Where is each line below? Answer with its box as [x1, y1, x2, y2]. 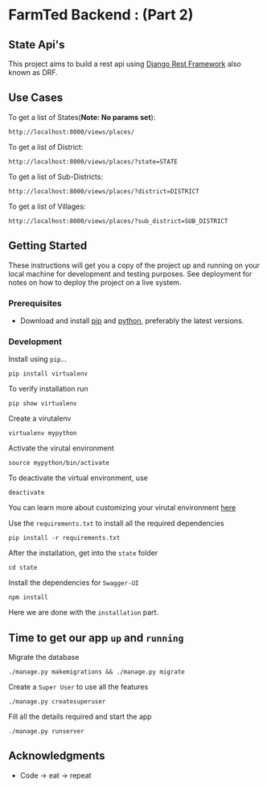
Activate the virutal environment [8, 443, 114, 453]
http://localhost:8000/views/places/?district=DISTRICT [8, 187, 199, 195]
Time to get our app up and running [8, 631, 184, 645]
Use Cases [8, 91, 64, 105]
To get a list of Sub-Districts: [8, 172, 103, 181]
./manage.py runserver [8, 728, 84, 736]
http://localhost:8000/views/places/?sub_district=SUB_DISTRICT [8, 217, 228, 225]
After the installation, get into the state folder [8, 548, 158, 558]
